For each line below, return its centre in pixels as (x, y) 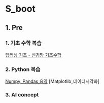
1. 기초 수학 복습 (23, 43)
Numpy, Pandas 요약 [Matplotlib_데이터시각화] (53, 81)
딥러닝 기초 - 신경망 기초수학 (33, 55)
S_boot (20, 9)
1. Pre (14, 28)
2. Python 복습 (23, 69)
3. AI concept (22, 95)
